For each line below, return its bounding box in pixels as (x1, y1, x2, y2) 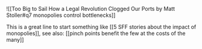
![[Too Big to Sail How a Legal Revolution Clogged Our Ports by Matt (6, 5, 175, 12)
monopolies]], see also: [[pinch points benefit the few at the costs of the (6, 30, 186, 37)
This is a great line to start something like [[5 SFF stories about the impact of (6, 24, 197, 30)
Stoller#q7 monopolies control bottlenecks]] (6, 11, 116, 19)
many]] (6, 36, 24, 43)
